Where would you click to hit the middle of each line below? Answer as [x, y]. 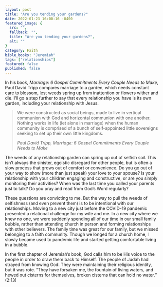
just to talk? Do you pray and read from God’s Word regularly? [67, 189]
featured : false [21, 64]
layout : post [18, 10]
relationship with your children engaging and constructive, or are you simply [81, 178]
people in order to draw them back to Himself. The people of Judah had [77, 259]
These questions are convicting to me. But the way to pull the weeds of [76, 198]
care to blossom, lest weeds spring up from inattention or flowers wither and [82, 93]
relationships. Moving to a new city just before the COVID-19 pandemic [76, 208]
